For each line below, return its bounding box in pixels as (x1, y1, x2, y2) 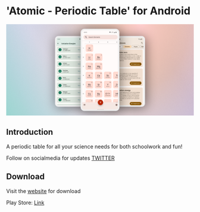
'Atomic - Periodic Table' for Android (6, 4, 190, 18)
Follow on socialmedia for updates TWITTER (6, 154, 115, 162)
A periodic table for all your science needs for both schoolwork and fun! (6, 143, 183, 150)
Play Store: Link (6, 199, 45, 206)
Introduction (6, 127, 54, 137)
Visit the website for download (6, 187, 81, 194)
